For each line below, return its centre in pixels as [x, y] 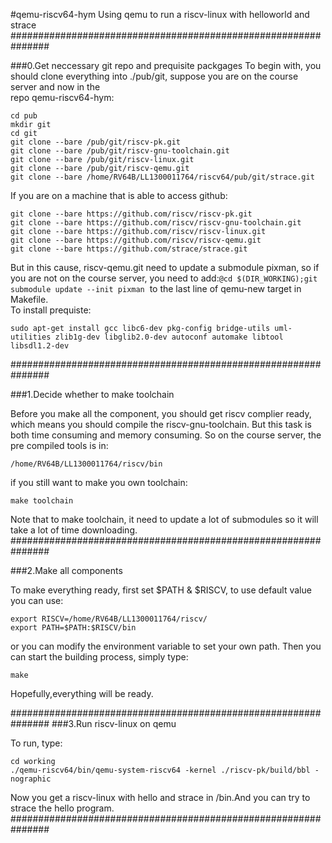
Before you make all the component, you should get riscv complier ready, [161, 413]
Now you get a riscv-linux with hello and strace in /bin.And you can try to [160, 797]
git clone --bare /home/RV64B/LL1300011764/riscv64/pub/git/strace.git [162, 177]
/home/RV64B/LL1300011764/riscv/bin [86, 464]
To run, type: [36, 743]
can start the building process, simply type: [99, 657]
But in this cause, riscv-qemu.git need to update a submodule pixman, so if [165, 267]
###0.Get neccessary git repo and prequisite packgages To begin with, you [166, 65]
